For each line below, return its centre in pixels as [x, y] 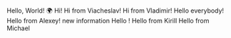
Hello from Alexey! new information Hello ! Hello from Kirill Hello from [108, 21]
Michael [18, 28]
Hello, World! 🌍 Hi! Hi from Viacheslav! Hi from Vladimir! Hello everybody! [115, 11]
